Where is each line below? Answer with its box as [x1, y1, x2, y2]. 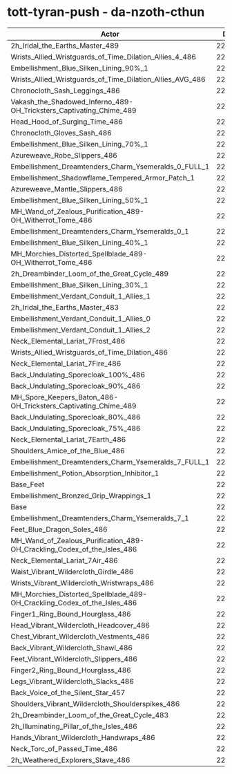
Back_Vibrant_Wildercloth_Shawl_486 [10, 643, 133, 652]
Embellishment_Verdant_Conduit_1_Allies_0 [10, 314, 151, 323]
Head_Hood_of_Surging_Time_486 [10, 117, 123, 126]
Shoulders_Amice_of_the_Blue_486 [10, 446, 126, 455]
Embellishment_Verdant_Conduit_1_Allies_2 [10, 325, 151, 334]
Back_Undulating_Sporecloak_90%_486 [10, 381, 141, 390]
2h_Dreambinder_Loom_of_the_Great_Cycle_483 [10, 710, 169, 719]
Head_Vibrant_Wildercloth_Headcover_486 [10, 620, 151, 630]
